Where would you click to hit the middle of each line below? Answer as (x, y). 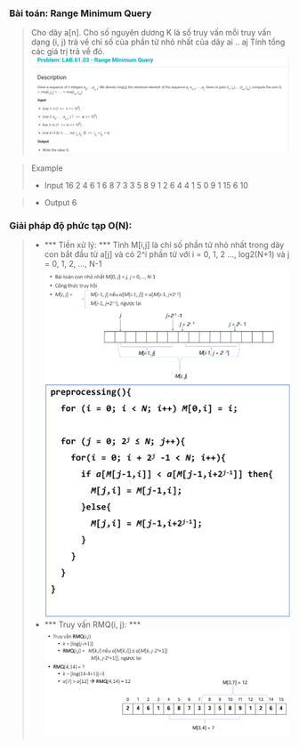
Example (47, 168)
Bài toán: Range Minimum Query (81, 13)
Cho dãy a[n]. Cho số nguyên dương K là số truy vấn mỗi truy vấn (151, 33)
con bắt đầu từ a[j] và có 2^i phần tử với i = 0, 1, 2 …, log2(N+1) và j (167, 254)
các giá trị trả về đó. (68, 52)
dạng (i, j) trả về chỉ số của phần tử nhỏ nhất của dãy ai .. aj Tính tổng (158, 42)
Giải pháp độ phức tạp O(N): (71, 226)
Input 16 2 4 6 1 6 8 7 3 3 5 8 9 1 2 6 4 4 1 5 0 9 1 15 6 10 (146, 186)
